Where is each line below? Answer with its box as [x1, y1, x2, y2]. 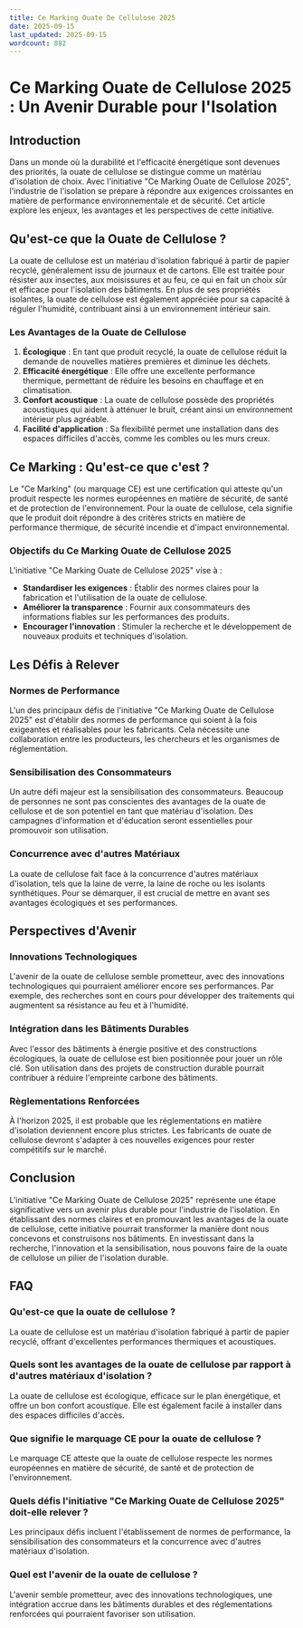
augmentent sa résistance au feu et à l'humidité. [9, 1000, 189, 1011]
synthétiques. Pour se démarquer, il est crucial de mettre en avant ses [9, 887, 270, 898]
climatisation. [22, 385, 72, 396]
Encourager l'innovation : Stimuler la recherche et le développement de [22, 621, 292, 632]
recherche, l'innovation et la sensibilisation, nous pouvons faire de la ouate [9, 1242, 288, 1253]
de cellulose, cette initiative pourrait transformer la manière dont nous [9, 1223, 270, 1234]
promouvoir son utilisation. [9, 825, 109, 836]
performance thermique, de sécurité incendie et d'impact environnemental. [9, 522, 289, 533]
